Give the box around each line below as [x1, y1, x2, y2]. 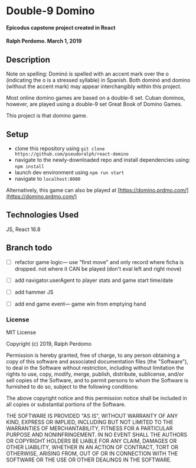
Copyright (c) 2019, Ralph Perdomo [6, 340, 92, 347]
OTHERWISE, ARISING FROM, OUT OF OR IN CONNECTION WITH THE [6, 450, 178, 457]
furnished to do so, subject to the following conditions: [6, 383, 139, 391]
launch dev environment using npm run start [14, 169, 125, 175]
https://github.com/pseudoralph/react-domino [14, 151, 129, 157]
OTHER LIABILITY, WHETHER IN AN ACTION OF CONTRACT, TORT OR [6, 444, 178, 451]
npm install [14, 164, 44, 170]
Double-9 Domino [6, 4, 95, 18]
